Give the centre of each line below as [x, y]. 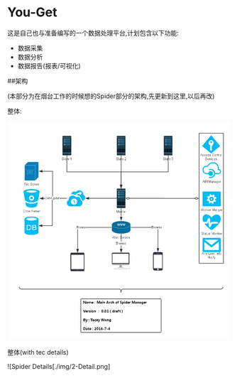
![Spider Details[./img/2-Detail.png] [59, 366]
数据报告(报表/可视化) [49, 65]
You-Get [33, 12]
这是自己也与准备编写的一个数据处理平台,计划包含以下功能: [93, 33]
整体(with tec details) [38, 352]
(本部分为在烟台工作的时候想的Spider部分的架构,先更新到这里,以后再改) [111, 96]
